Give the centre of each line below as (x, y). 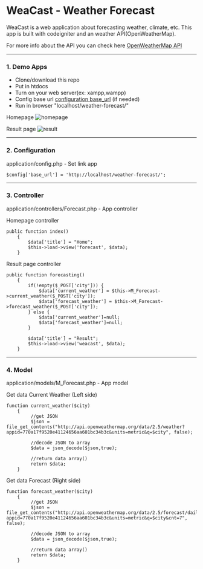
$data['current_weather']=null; (79, 317)
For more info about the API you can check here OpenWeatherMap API (94, 45)
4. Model (20, 369)
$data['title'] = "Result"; (63, 338)
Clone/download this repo (47, 80)
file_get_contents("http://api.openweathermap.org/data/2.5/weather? (96, 427)
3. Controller (25, 195)
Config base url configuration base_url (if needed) (77, 99)
